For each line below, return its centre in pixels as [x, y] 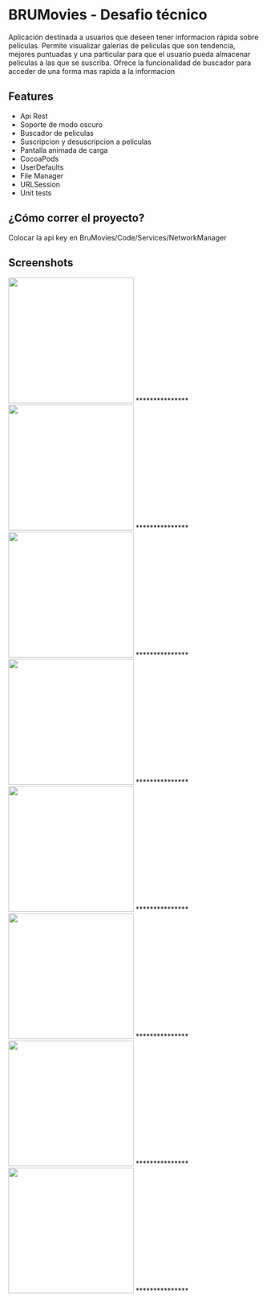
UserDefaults [42, 167]
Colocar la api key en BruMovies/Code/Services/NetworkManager [117, 237]
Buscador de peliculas [57, 133]
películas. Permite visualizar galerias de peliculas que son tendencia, [122, 45]
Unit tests [36, 193]
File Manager [42, 175]
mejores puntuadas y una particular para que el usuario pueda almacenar [129, 54]
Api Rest [34, 116]
